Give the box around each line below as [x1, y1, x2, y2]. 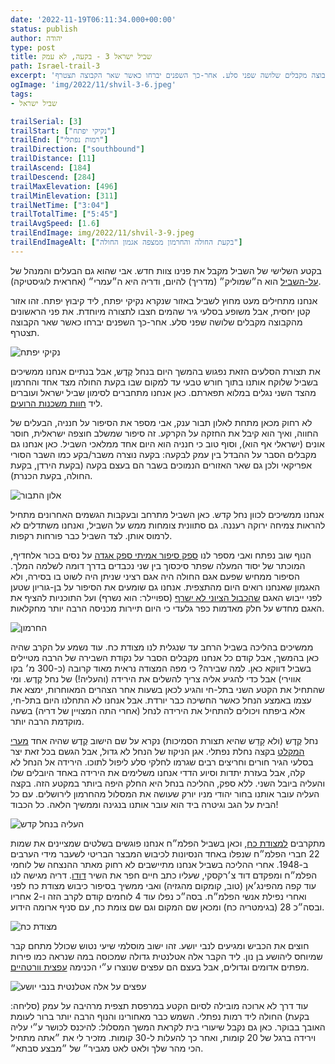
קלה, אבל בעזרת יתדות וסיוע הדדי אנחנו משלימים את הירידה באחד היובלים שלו [10, 766, 306, 778]
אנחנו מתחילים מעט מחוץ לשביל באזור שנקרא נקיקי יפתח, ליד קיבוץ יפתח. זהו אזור [10, 294, 318, 306]
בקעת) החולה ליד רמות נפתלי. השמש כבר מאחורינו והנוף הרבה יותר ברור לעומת [10, 1010, 310, 1022]
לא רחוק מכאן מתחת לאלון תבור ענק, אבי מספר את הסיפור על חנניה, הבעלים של [10, 416, 313, 428]
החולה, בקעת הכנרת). [10, 469, 93, 481]
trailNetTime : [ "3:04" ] [10, 200, 110, 210]
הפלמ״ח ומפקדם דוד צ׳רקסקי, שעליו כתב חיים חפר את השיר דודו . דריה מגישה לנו [10, 869, 318, 881]
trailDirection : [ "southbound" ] [10, 144, 145, 155]
